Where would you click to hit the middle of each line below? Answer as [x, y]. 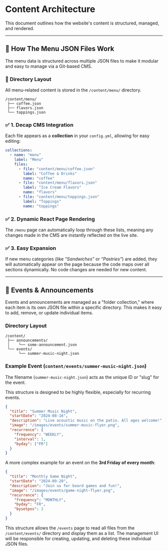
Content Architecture [50, 9]
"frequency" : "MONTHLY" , [40, 500]
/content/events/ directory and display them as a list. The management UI [82, 533]
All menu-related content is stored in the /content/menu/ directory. [73, 90]
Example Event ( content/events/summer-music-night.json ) [76, 366]
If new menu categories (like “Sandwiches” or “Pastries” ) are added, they [81, 259]
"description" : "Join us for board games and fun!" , [66, 486]
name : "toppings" [41, 206]
